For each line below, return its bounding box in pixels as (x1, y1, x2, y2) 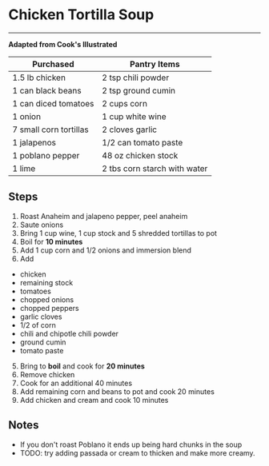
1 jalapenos (12, 137, 57, 148)
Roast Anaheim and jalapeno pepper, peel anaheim (19, 211, 188, 221)
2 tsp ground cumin (102, 85, 176, 96)
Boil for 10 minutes (19, 237, 83, 246)
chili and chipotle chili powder (19, 329, 118, 338)
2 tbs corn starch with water (102, 162, 208, 173)
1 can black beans (12, 85, 82, 96)
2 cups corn (102, 98, 148, 109)
